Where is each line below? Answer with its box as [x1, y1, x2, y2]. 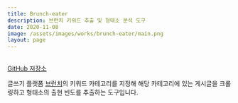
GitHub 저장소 [7, 64, 48, 73]
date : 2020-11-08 [7, 23, 59, 30]
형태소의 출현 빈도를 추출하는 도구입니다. [26, 88, 139, 97]
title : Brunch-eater [7, 10, 69, 18]
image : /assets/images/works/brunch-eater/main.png [7, 30, 163, 37]
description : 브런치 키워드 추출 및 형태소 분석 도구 [7, 17, 146, 24]
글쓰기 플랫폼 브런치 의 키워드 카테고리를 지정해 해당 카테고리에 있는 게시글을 [7, 79, 218, 88]
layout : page [7, 37, 46, 44]
